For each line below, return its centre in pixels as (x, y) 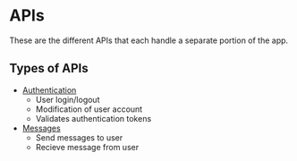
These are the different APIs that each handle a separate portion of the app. (149, 40)
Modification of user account (89, 109)
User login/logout (68, 99)
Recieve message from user (87, 147)
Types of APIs (49, 68)
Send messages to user (79, 137)
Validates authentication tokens (93, 118)
